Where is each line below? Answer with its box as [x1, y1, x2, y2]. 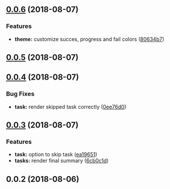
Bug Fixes [6, 90, 35, 98]
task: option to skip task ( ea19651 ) [14, 151, 98, 158]
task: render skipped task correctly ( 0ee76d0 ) [14, 103, 127, 110]
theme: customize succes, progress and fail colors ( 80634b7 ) [14, 35, 165, 43]
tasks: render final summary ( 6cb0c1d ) [14, 157, 109, 164]
